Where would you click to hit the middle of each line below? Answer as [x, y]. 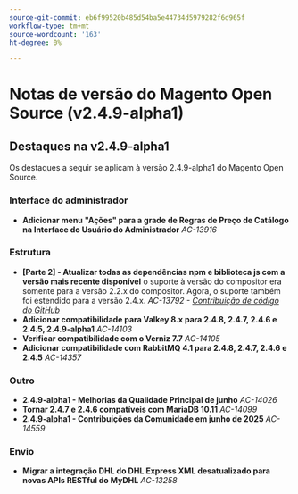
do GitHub [41, 310]
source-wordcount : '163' [55, 34]
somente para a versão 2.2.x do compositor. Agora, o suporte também [151, 290]
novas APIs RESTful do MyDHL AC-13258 [99, 481]
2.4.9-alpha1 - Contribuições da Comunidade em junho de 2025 [143, 419]
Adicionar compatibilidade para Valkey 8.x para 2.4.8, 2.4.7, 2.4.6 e [149, 319]
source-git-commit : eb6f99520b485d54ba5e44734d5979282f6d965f [127, 17]
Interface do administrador [69, 200]
